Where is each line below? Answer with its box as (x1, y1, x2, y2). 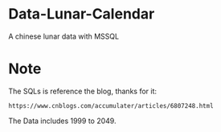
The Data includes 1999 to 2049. (8, 116, 117, 126)
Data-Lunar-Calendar (8, 5, 155, 23)
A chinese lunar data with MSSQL (8, 31, 119, 41)
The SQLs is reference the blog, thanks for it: (8, 86, 158, 96)
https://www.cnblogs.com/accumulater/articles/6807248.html (8, 101, 215, 109)
